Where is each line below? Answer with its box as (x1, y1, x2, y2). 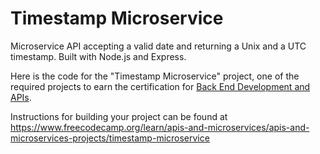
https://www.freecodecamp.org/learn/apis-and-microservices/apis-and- (10, 121, 310, 133)
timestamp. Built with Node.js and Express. (10, 50, 187, 62)
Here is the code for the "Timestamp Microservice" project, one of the (10, 70, 300, 82)
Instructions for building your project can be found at (10, 110, 228, 122)
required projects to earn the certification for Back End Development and (10, 80, 311, 92)
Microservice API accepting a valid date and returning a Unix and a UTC (10, 40, 307, 52)
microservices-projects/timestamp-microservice (10, 132, 210, 144)
